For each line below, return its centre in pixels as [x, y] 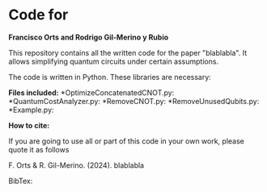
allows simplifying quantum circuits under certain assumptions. [114, 61]
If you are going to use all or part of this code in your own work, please [127, 141]
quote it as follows [39, 149]
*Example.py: [31, 110]
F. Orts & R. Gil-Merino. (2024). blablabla [76, 165]
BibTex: [21, 181]
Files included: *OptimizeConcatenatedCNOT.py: [91, 92]
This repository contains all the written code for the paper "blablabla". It [128, 52]
